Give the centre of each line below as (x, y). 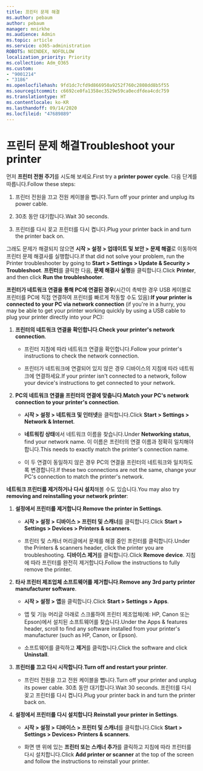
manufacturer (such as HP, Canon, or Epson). (81, 635)
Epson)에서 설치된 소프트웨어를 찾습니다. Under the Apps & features (106, 622)
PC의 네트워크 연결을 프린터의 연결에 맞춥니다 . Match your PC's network (102, 395)
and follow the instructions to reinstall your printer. (87, 761)
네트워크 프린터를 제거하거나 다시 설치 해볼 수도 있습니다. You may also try (93, 489)
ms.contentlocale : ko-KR (38, 102)
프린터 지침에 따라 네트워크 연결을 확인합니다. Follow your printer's (103, 349)
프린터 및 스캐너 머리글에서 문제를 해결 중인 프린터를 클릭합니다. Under (107, 541)
